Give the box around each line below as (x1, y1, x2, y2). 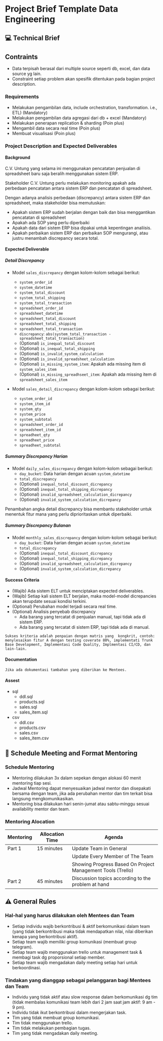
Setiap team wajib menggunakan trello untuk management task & (12, 949, 142, 955)
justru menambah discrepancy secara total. (12, 235, 99, 241)
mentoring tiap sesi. (12, 780, 52, 786)
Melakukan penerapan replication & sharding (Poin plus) (12, 120, 125, 126)
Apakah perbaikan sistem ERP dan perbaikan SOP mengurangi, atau (12, 230, 148, 236)
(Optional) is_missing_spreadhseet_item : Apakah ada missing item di (19, 371, 157, 377)
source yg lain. (12, 71, 42, 77)
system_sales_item (19, 367, 57, 372)
